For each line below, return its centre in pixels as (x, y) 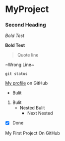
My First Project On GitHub (33, 133)
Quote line (28, 55)
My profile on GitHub (27, 83)
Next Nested (40, 113)
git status (16, 74)
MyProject (27, 9)
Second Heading (26, 25)
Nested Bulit (32, 108)
